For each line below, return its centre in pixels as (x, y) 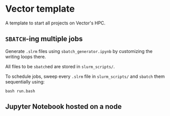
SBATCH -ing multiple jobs (44, 39)
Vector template (40, 9)
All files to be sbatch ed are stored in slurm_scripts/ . (60, 66)
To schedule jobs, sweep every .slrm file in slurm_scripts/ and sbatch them (85, 76)
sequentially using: (25, 81)
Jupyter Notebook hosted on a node (64, 107)
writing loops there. (26, 56)
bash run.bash (20, 91)
